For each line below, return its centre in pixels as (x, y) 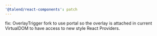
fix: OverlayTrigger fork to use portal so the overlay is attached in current (79, 23)
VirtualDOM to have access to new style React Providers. (63, 28)
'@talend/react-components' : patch (41, 9)
